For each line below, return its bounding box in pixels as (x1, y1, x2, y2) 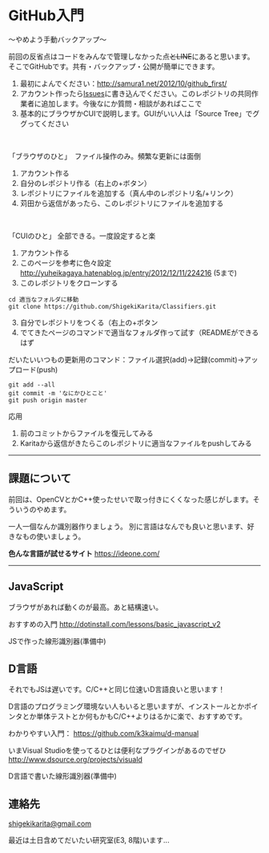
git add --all (8, 381, 56, 389)
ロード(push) (14, 365, 58, 374)
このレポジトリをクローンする (19, 277, 118, 288)
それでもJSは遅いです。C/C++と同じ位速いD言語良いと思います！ (8, 685, 226, 694)
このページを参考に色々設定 (19, 257, 112, 268)
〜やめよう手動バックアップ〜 (8, 34, 106, 44)
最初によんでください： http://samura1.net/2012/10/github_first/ (19, 79, 227, 88)
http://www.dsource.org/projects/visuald (8, 754, 143, 765)
